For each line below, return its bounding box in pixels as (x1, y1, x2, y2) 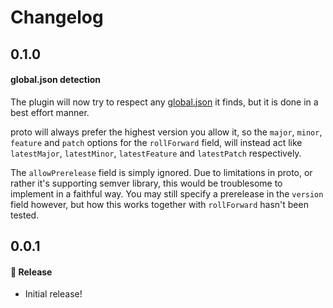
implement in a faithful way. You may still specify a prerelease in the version (10, 187, 324, 200)
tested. (10, 209, 40, 221)
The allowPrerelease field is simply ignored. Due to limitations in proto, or (10, 166, 313, 178)
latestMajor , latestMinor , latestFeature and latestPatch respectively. (10, 147, 302, 159)
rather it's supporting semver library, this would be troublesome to (10, 177, 283, 189)
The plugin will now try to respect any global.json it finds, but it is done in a (10, 96, 319, 108)
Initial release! (24, 288, 83, 300)
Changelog (10, 6, 104, 29)
